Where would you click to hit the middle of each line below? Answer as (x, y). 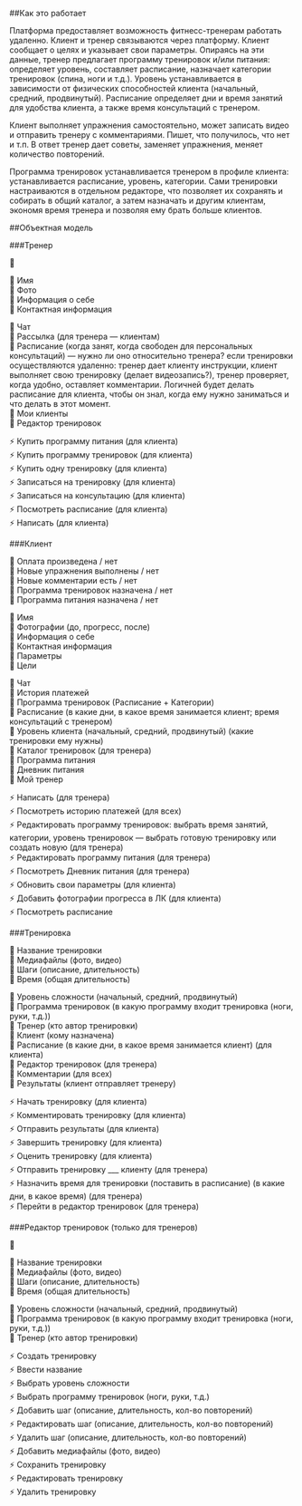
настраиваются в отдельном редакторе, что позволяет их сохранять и (146, 191)
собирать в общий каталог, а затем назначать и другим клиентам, (138, 200)
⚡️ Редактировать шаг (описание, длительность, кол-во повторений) (142, 1424)
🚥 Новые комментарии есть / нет (73, 580)
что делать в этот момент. (60, 404)
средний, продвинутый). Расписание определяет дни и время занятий (146, 98)
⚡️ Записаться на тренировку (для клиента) (93, 482)
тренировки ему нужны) (57, 741)
